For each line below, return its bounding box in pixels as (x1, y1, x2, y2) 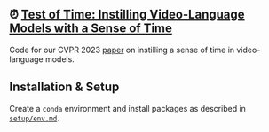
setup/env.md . (9, 113, 59, 123)
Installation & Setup (9, 80, 120, 95)
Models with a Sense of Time (9, 21, 173, 36)
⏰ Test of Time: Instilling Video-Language (9, 7, 246, 22)
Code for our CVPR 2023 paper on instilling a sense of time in (9, 44, 235, 55)
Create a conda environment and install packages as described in (9, 103, 247, 113)
